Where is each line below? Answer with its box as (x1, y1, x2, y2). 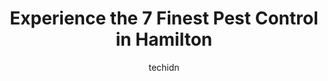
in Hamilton (115, 28, 213, 51)
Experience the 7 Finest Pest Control (9, 7, 319, 30)
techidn (148, 61, 180, 73)
